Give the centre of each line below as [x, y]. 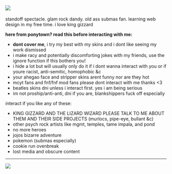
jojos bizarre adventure [37, 135]
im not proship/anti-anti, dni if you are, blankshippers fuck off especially [89, 93]
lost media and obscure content [46, 151]
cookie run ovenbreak [36, 146]
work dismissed [29, 50]
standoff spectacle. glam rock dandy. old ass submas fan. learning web [81, 19]
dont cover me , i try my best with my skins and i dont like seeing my [85, 44]
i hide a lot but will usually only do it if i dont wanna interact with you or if [89, 66]
